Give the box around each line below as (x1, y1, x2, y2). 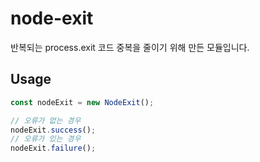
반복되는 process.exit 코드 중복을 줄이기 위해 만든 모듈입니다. (10, 41, 250, 53)
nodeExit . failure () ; (10, 143, 97, 154)
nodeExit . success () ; (10, 125, 97, 135)
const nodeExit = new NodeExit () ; (10, 97, 155, 107)
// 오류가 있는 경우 (10, 134, 82, 144)
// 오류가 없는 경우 (10, 115, 82, 126)
